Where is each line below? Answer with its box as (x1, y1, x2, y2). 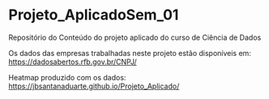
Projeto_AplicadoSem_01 (8, 6, 179, 24)
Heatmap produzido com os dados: (8, 72, 126, 82)
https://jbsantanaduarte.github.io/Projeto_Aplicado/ (8, 81, 180, 91)
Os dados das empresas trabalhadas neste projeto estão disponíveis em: (8, 48, 251, 58)
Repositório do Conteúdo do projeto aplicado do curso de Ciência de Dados (8, 32, 262, 42)
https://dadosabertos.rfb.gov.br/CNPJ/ (8, 57, 137, 67)
